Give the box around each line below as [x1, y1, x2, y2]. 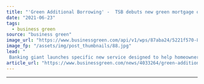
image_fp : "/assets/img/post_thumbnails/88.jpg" [6, 43, 132, 49]
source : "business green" [6, 32, 72, 38]
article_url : [6, 60, 39, 66]
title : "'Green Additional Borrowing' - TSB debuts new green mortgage [6, 9, 194, 15]
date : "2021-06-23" [6, 15, 56, 21]
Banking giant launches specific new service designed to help [8, 54, 172, 60]
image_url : [6, 37, 34, 43]
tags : [6, 20, 20, 26]
